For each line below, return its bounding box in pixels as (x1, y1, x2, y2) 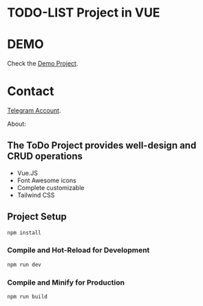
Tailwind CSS (17, 191, 55, 199)
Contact (7, 84, 54, 99)
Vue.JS (17, 169, 38, 177)
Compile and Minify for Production (7, 278, 125, 287)
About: (7, 119, 26, 128)
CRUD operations (7, 151, 83, 162)
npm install (7, 229, 41, 236)
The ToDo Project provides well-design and (7, 140, 197, 151)
